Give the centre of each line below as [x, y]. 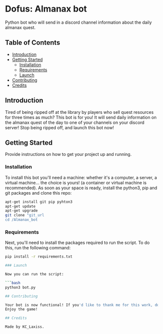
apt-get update [20, 206]
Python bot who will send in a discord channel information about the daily [78, 22]
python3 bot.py [20, 287]
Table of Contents [33, 43]
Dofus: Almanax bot [46, 9]
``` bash [13, 283]
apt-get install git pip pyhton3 [39, 202]
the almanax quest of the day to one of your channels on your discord [75, 122]
